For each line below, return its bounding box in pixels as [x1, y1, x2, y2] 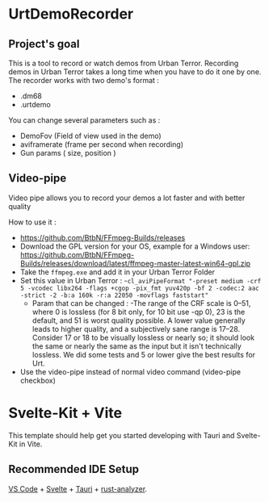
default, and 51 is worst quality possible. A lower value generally [32, 316, 246, 325]
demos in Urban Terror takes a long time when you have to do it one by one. [8, 67, 262, 77]
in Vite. [19, 439, 43, 449]
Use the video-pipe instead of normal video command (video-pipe [19, 366, 241, 376]
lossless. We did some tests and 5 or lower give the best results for [32, 349, 256, 359]
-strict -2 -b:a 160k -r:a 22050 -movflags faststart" [19, 291, 209, 299]
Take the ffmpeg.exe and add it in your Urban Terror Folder [19, 267, 216, 277]
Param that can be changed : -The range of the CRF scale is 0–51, [32, 298, 251, 307]
